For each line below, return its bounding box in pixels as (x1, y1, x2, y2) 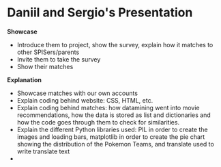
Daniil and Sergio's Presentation (7, 5, 193, 21)
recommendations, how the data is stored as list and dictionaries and (16, 111, 211, 119)
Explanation (7, 75, 42, 83)
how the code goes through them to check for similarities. (16, 118, 179, 126)
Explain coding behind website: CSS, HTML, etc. (16, 96, 153, 104)
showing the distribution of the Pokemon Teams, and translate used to (16, 140, 215, 148)
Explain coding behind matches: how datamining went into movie (16, 103, 200, 112)
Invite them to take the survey (16, 55, 101, 63)
